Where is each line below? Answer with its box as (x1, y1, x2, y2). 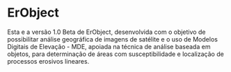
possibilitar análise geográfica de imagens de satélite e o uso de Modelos (7, 35, 218, 43)
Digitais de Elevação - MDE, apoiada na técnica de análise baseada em (7, 42, 211, 51)
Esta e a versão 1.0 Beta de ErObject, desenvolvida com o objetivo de (7, 28, 206, 36)
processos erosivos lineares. (7, 57, 90, 65)
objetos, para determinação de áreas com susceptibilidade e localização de (7, 50, 224, 58)
